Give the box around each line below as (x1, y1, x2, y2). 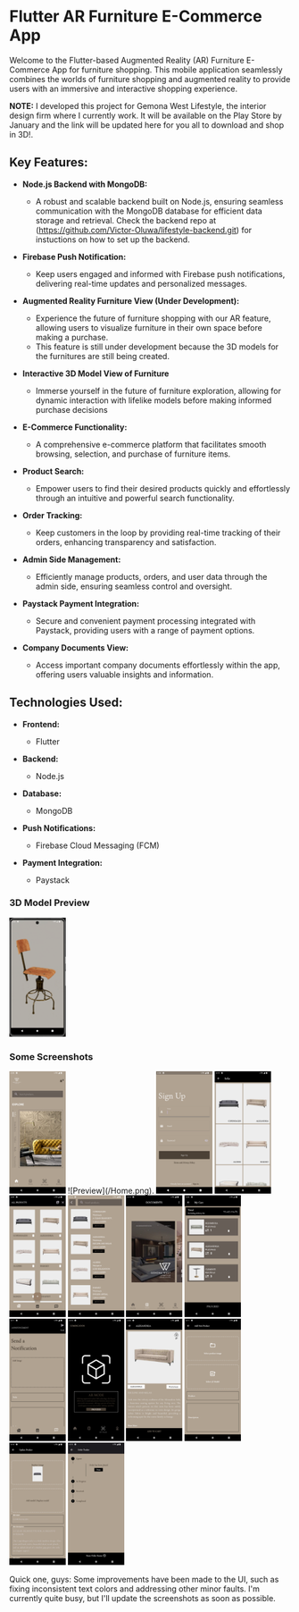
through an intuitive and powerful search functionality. (35, 492, 235, 503)
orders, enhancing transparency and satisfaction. (35, 536, 217, 547)
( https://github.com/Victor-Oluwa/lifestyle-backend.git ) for (35, 224, 253, 235)
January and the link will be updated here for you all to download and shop (9, 119, 284, 130)
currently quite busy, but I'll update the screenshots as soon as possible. (9, 1592, 277, 1603)
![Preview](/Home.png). (67, 1185, 154, 1196)
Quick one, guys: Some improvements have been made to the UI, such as (9, 1574, 279, 1584)
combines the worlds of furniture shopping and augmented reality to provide (9, 73, 291, 84)
